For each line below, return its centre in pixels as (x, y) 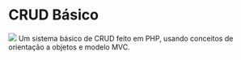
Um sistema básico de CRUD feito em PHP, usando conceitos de (126, 38)
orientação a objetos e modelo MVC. (70, 47)
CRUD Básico (54, 15)
